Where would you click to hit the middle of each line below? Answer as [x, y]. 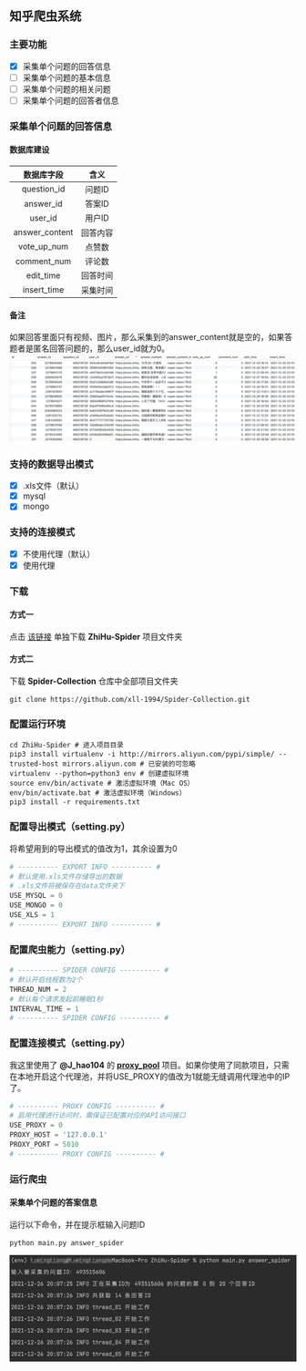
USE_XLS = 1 [32, 915]
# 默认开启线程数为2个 [46, 979]
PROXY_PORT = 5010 [44, 1145]
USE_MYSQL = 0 [36, 896]
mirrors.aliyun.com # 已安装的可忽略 [129, 764]
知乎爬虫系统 [46, 16]
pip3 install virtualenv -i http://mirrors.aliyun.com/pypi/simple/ [142, 755]
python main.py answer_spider [67, 1242]
